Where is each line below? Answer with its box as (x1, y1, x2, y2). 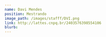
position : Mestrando (4, 12, 47, 16)
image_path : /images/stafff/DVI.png (4, 16, 79, 21)
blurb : (4, 25, 18, 30)
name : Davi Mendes (4, 7, 42, 12)
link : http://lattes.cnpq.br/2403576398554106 (4, 20, 102, 25)
